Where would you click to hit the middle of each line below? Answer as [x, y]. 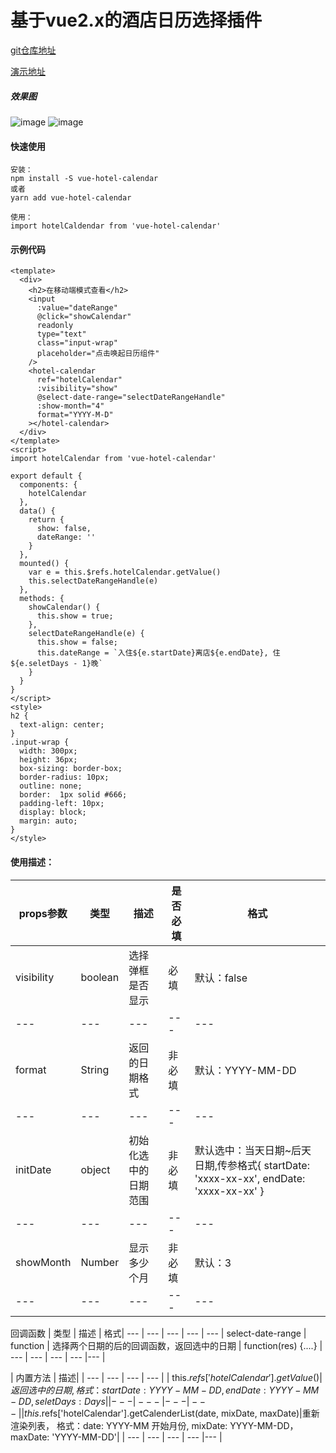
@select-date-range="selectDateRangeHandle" [131, 397]
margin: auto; [48, 821]
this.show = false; [77, 642]
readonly [55, 326]
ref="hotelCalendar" [79, 380]
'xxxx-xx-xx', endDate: [250, 1178]
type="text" [61, 334]
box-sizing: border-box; [71, 769]
